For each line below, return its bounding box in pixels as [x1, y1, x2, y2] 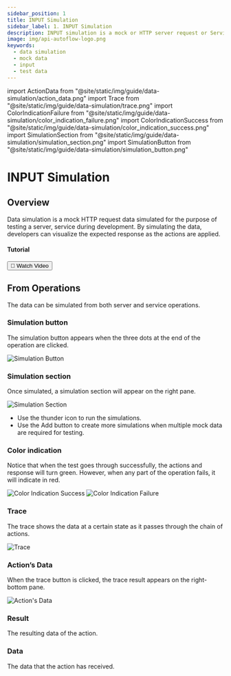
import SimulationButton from [107, 138, 191, 146]
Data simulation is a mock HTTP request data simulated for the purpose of [7, 215, 218, 223]
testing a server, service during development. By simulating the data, [7, 222, 202, 231]
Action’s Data [7, 560, 53, 569]
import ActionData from [7, 87, 74, 95]
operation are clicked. [7, 340, 69, 349]
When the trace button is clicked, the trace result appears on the [7, 576, 190, 584]
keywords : [7, 42, 36, 49]
